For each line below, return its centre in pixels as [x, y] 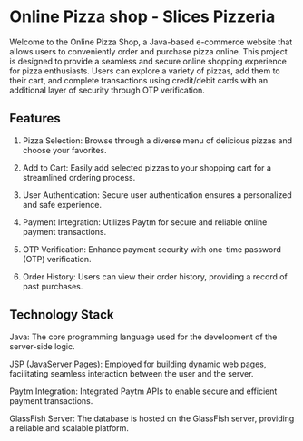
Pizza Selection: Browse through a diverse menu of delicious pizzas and [157, 140]
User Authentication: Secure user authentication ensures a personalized [157, 195]
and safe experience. [62, 204]
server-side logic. [42, 346]
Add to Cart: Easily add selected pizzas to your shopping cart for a [147, 167]
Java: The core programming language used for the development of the [143, 337]
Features [35, 118]
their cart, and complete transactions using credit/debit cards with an [139, 80]
